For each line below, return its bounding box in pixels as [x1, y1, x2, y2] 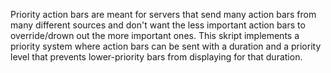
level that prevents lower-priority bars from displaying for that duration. [10, 51, 303, 63]
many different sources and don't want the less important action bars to [10, 19, 306, 31]
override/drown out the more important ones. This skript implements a [10, 30, 300, 41]
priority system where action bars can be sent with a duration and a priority [10, 40, 322, 52]
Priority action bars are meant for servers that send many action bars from [10, 9, 317, 20]
